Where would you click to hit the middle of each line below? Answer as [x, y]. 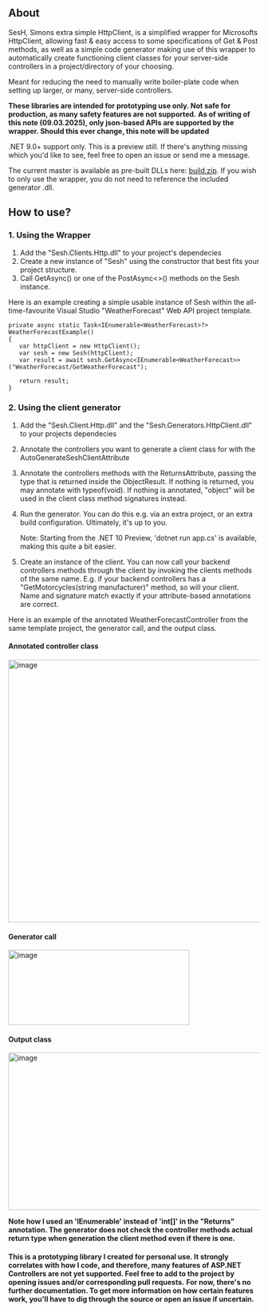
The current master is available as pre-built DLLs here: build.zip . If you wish [132, 170]
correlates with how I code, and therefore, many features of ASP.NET [125, 1265]
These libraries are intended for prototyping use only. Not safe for [120, 105]
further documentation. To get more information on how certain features [131, 1290]
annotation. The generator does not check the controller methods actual [130, 1230]
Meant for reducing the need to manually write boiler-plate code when [124, 81]
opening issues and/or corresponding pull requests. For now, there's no [130, 1282]
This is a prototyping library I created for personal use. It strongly [118, 1257]
